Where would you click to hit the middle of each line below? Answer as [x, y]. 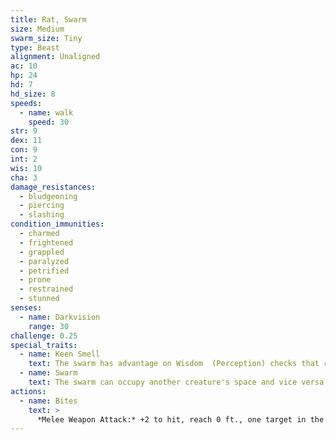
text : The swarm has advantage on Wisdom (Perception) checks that [174, 364]
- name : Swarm [48, 373]
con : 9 [24, 150]
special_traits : [44, 345]
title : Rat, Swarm [48, 19]
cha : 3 [24, 177]
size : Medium [37, 29]
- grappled [42, 252]
